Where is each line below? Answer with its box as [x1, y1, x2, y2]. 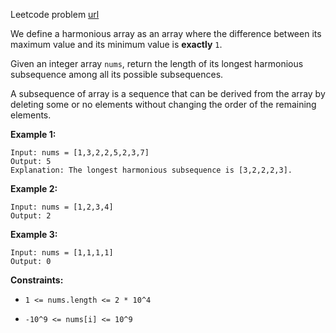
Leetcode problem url [10, 9, 100, 20]
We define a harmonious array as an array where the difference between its [10, 28, 322, 39]
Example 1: [10, 129, 57, 140]
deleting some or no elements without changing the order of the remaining [10, 99, 317, 110]
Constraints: [10, 274, 64, 286]
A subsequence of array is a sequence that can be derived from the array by [10, 88, 326, 99]
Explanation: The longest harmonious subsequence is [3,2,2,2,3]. [10, 165, 293, 175]
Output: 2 [10, 211, 52, 221]
